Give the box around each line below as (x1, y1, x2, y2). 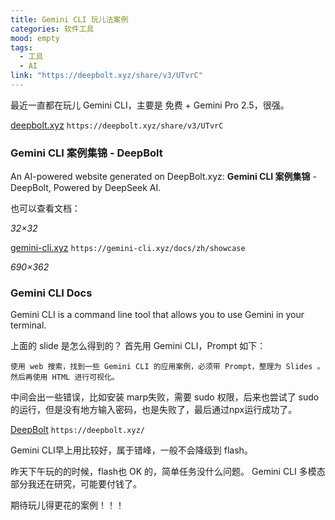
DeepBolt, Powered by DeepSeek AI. (10, 182, 162, 194)
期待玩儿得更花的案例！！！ (10, 499, 125, 511)
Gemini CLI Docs (10, 286, 93, 300)
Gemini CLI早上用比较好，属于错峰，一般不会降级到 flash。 (10, 444, 253, 456)
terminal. (10, 319, 47, 331)
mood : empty (10, 33, 60, 43)
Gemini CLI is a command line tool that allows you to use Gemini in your (10, 309, 305, 321)
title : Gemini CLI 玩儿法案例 (10, 14, 129, 25)
